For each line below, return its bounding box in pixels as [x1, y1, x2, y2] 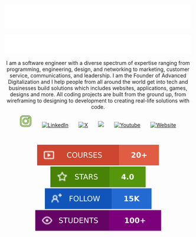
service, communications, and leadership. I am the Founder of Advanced [9, 72, 187, 79]
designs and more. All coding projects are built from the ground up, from [9, 90, 187, 98]
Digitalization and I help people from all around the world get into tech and [8, 78, 188, 85]
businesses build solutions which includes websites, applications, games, [8, 85, 188, 92]
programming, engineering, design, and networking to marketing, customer [6, 66, 190, 73]
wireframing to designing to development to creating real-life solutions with [6, 97, 190, 104]
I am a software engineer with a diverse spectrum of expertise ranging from [6, 59, 190, 66]
